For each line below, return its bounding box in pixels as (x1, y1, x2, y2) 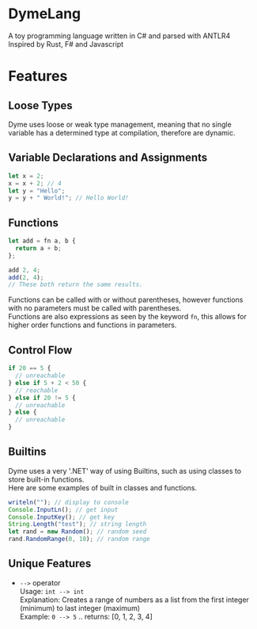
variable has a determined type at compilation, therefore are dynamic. (8, 128, 236, 137)
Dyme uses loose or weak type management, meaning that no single (8, 120, 232, 129)
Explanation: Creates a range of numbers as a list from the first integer (19, 595, 249, 604)
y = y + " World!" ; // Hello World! (8, 194, 129, 202)
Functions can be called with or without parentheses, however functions (8, 295, 244, 305)
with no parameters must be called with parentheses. (8, 303, 182, 313)
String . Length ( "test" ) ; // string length (8, 520, 147, 528)
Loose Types (8, 98, 73, 112)
